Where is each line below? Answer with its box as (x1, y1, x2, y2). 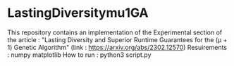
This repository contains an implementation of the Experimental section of (7, 28, 223, 37)
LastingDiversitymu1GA (7, 5, 149, 21)
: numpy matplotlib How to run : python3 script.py (7, 51, 152, 59)
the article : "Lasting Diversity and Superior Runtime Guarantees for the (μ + (7, 35, 228, 44)
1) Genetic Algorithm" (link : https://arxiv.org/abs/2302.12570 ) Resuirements (7, 43, 228, 51)
